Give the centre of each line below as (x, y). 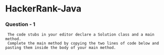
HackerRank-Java (43, 9)
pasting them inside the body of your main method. (61, 48)
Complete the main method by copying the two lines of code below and (83, 43)
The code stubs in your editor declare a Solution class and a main (81, 35)
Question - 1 (20, 24)
